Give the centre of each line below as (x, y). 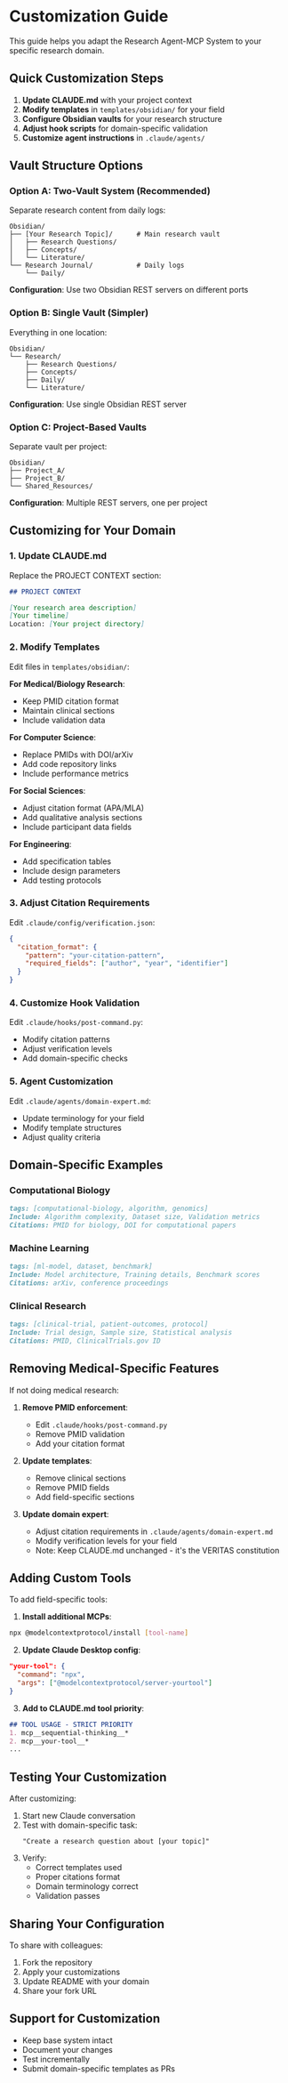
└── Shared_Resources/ (51, 487)
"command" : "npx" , (52, 1675)
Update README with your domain (85, 1981)
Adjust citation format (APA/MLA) (83, 808)
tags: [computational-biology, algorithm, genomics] (109, 1209)
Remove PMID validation (80, 1433)
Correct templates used (79, 1868)
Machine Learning (49, 1247)
